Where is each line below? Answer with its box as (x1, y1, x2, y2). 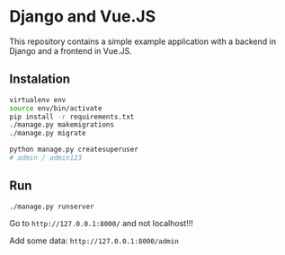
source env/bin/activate (9, 103, 102, 113)
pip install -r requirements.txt (9, 112, 135, 121)
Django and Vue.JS (9, 6, 156, 27)
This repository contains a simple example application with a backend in (9, 36, 277, 47)
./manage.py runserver (9, 202, 94, 211)
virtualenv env (9, 95, 67, 104)
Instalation (9, 72, 70, 87)
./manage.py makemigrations (9, 120, 115, 129)
